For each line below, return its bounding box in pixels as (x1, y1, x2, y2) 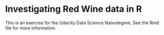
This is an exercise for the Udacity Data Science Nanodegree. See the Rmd (5, 20, 160, 26)
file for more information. (5, 25, 56, 31)
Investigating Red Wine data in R (5, 3, 142, 15)
